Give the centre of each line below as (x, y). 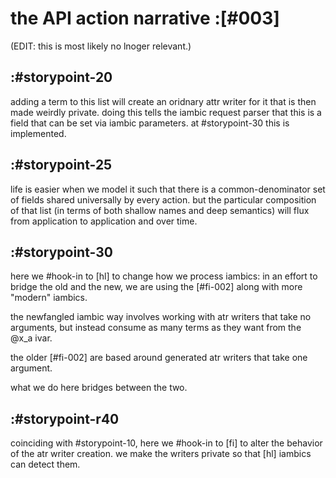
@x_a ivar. (31, 338)
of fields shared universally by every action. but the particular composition (163, 199)
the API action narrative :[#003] (145, 18)
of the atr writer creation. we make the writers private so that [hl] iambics (161, 454)
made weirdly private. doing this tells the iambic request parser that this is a (166, 112)
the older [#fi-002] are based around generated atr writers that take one (159, 358)
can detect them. (45, 464)
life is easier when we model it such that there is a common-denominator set (168, 189)
